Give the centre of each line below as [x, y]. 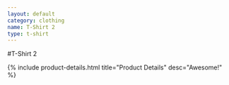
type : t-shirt [28, 34]
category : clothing [36, 21]
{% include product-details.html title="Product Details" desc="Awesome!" [115, 67]
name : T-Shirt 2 [31, 27]
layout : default [31, 14]
